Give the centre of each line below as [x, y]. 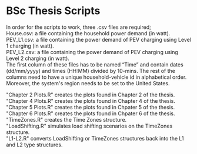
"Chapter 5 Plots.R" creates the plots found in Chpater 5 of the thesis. [91, 107]
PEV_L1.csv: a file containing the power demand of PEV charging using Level [98, 39]
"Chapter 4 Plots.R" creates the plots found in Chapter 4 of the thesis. [91, 101]
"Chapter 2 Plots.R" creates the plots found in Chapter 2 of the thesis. [91, 95]
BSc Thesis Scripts [53, 11]
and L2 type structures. [34, 145]
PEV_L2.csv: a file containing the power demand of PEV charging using [92, 52]
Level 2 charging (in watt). [38, 58]
